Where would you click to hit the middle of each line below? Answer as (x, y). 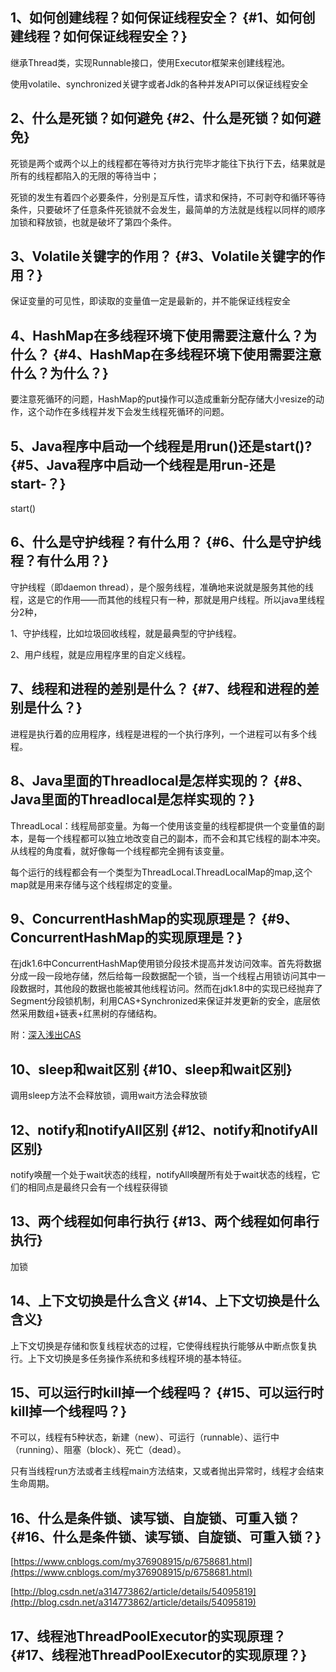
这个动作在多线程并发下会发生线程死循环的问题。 (128, 412)
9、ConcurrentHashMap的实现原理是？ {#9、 (154, 918)
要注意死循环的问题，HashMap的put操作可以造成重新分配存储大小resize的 (163, 399)
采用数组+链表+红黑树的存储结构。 (90, 1014)
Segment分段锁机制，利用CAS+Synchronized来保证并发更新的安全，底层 (161, 1001)
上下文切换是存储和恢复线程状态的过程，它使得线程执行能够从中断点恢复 (159, 1345)
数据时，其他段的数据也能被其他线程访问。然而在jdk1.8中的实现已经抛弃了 (170, 989)
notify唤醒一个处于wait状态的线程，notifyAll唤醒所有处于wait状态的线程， (161, 1174)
